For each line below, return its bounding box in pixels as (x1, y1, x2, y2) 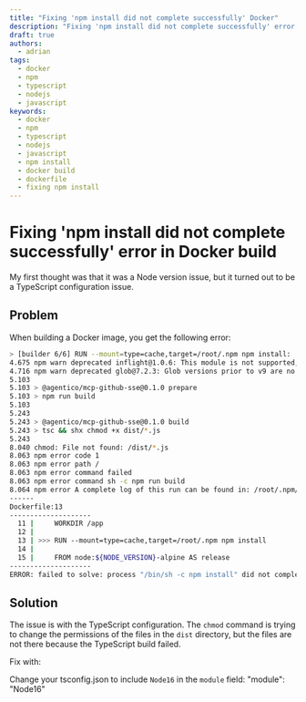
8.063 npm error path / (9, 459, 100, 470)
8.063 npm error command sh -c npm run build (9, 477, 185, 486)
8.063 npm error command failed (9, 469, 132, 478)
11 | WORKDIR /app (17, 519, 104, 529)
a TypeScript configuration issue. (9, 282, 134, 293)
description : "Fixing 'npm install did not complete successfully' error (9, 22, 296, 31)
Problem (9, 307, 59, 324)
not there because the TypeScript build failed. (9, 639, 181, 650)
